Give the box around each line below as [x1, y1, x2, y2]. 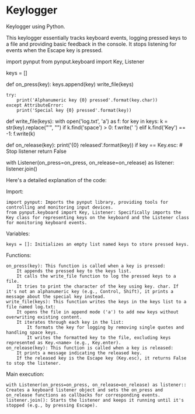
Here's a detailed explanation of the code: [6, 176, 107, 183]
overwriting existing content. [6, 314, 82, 320]
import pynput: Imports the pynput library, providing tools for [6, 199, 168, 205]
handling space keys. [6, 329, 59, 336]
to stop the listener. [6, 360, 61, 366]
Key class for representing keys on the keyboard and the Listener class [6, 214, 190, 220]
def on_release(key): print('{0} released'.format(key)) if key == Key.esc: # [6, 141, 183, 148]
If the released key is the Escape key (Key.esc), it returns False [16, 355, 187, 361]
